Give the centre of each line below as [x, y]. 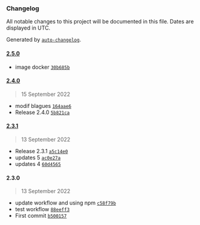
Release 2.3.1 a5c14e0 [41, 151]
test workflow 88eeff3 [42, 209]
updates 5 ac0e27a [38, 157]
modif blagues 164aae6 [43, 106]
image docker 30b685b [42, 67]
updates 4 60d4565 [38, 163]
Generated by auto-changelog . [44, 40]
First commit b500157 [41, 216]
